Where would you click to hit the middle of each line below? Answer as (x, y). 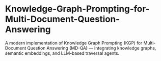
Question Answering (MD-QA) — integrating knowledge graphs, (91, 48)
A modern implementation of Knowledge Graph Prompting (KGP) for (74, 43)
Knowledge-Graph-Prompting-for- (77, 9)
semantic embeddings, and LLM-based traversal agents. (62, 53)
